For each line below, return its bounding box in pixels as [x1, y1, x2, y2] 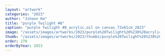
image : [5, 30, 19, 35]
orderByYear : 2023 [5, 43, 43, 48]
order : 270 [5, 39, 27, 44]
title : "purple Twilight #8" [5, 20, 65, 26]
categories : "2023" [5, 12, 45, 17]
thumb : [5, 35, 19, 39]
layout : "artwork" [5, 7, 43, 12]
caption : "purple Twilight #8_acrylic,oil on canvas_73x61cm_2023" [5, 25, 146, 30]
